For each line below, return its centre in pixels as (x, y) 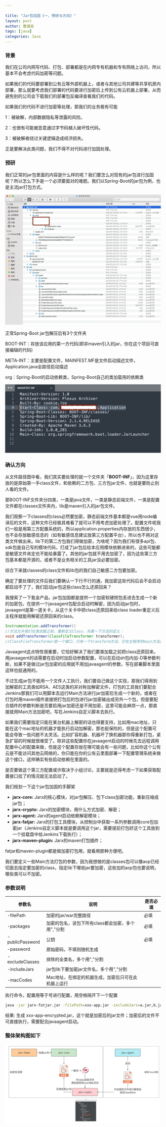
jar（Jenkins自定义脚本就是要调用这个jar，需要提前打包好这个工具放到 (88, 828)
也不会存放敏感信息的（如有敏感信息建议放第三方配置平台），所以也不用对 (80, 535)
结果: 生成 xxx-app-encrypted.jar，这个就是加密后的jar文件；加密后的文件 (80, 1016)
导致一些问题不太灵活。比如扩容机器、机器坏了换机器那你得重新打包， (85, 735)
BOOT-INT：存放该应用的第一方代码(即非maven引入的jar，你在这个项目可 (80, 344)
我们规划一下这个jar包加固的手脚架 (40, 787)
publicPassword (23, 942)
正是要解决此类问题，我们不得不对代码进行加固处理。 (59, 149)
